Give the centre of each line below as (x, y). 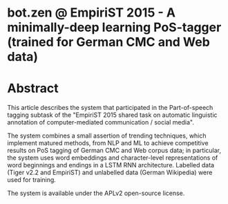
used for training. (32, 180)
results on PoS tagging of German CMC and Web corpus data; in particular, (114, 151)
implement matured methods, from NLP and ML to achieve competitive (108, 143)
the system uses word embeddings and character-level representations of (113, 158)
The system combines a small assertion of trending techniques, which (107, 136)
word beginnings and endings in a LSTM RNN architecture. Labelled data (111, 165)
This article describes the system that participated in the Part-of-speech (110, 108)
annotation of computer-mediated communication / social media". (101, 122)
